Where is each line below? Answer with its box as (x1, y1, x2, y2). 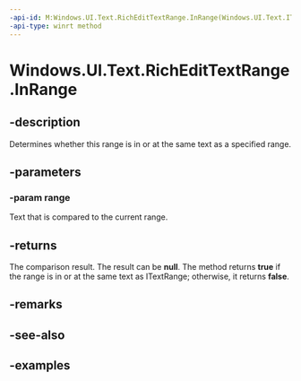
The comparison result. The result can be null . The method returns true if (9, 262, 280, 272)
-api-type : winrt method (9, 22, 102, 30)
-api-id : (9, 13, 42, 22)
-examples (9, 358, 71, 373)
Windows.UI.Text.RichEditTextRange (9, 60, 290, 81)
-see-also (9, 327, 65, 342)
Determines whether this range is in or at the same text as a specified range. (9, 138, 292, 149)
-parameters (9, 164, 82, 179)
